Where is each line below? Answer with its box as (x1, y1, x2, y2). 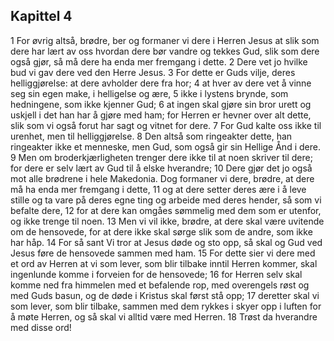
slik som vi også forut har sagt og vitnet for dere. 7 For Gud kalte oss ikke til (10, 119, 322, 131)
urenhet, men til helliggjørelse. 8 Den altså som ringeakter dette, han (10, 130, 293, 142)
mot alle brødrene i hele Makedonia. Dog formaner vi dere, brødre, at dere (10, 172, 315, 184)
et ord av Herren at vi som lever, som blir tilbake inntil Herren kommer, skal (10, 257, 318, 269)
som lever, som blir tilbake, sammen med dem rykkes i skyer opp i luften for (10, 300, 322, 312)
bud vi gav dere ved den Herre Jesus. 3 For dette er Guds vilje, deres (10, 66, 296, 78)
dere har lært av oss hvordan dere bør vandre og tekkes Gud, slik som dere (10, 45, 320, 57)
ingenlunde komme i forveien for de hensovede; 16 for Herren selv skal (10, 268, 303, 280)
